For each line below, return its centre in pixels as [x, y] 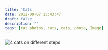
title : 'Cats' [20, 10]
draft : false [19, 19]
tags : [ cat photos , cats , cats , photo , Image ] [54, 28]
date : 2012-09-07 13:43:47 [33, 14]
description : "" [22, 24]
